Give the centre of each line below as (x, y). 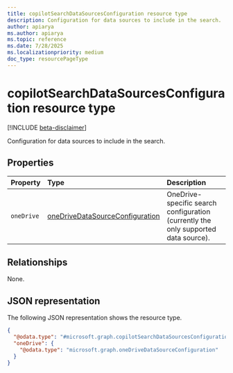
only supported (191, 229)
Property (26, 182)
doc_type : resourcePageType (48, 59)
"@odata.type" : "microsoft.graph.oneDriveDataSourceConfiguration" (119, 350)
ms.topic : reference (37, 40)
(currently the (189, 220)
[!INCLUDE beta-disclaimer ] (47, 127)
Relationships (37, 262)
